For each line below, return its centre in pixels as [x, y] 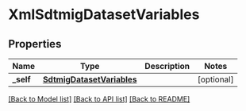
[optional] [215, 79]
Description [167, 66]
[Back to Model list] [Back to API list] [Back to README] [99, 99]
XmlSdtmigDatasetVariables [104, 15]
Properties [35, 44]
